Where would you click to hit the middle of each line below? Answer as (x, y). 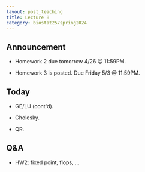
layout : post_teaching (34, 12)
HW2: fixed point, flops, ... (47, 162)
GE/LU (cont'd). (34, 106)
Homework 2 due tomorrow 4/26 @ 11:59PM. (70, 62)
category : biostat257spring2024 (46, 23)
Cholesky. (27, 118)
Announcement (36, 47)
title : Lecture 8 (28, 17)
